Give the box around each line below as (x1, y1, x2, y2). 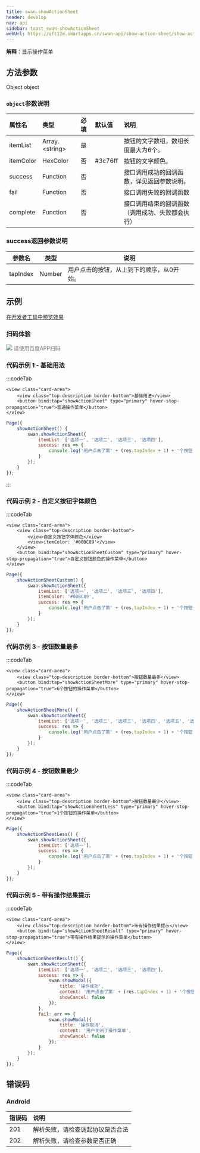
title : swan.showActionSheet (6, 8, 79, 15)
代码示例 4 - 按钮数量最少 (6, 767, 79, 775)
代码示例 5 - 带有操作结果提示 (6, 891, 90, 899)
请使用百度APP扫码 (13, 345, 61, 352)
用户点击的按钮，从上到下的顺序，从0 (68, 265, 174, 273)
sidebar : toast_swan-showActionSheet (6, 25, 100, 32)
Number (39, 269, 62, 278)
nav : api (6, 20, 28, 26)
